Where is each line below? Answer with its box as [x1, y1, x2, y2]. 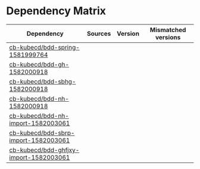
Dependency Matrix [6, 4, 106, 18]
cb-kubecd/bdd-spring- [9, 43, 80, 51]
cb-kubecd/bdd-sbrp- [9, 129, 75, 137]
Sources [86, 29, 111, 37]
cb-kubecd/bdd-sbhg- [9, 77, 76, 86]
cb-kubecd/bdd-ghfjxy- [9, 146, 80, 154]
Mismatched [149, 26, 186, 34]
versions [155, 33, 181, 41]
